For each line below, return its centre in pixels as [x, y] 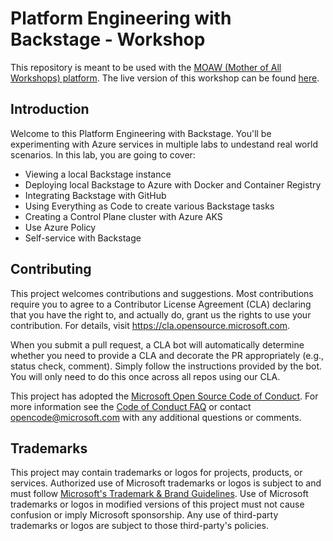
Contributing [51, 269]
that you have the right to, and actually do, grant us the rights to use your [161, 314]
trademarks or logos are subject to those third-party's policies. [139, 526]
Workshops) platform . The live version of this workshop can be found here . [165, 78]
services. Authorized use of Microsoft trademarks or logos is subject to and [166, 483]
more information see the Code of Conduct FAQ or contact [131, 406]
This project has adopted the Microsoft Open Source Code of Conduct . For [164, 396]
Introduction [50, 109]
